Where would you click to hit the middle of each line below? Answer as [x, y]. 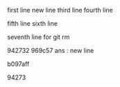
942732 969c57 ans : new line [51, 50]
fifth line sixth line [32, 23]
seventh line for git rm [38, 37]
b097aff [18, 64]
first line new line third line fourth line [60, 10]
